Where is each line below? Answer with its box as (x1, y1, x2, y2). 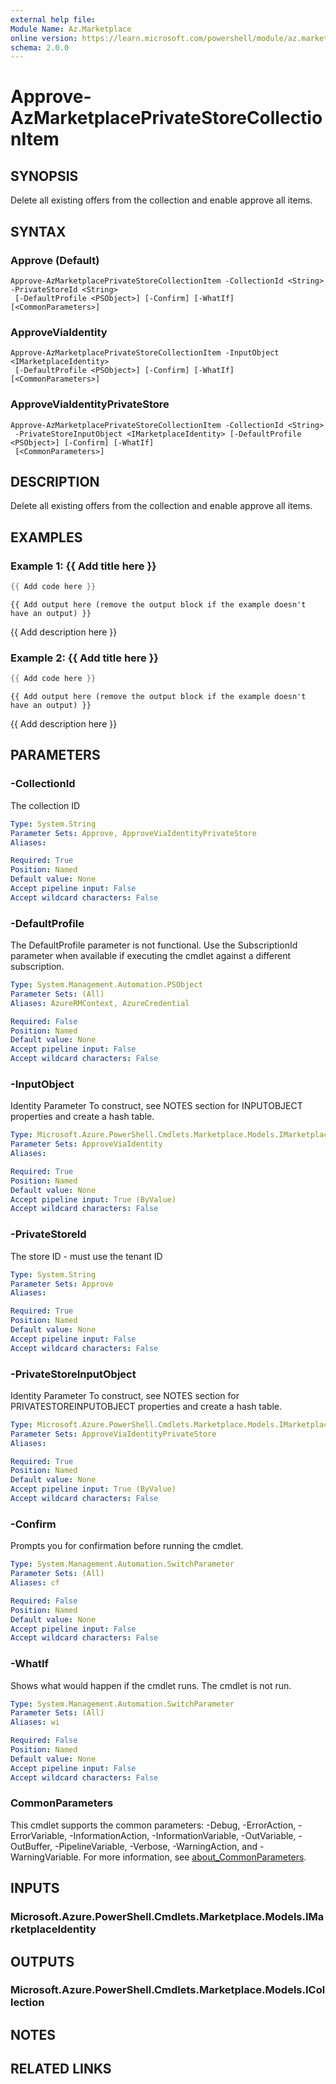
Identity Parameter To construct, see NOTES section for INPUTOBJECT (10, 1100, 303, 1112)
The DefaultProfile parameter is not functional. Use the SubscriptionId (10, 939, 298, 951)
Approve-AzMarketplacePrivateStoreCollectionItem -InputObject (10, 348, 280, 358)
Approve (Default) (10, 253, 100, 267)
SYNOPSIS (10, 167, 79, 185)
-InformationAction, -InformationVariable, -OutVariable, (69, 1829, 297, 1841)
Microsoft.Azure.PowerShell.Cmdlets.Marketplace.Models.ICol (10, 1983, 326, 1997)
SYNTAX (10, 223, 67, 240)
